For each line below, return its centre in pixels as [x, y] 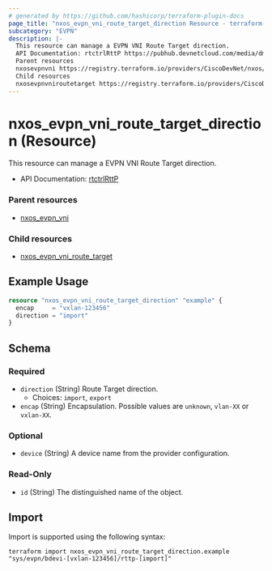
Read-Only [30, 475]
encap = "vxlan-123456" [63, 308]
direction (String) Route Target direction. [89, 389]
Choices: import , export [72, 398]
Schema [30, 348]
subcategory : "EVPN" [43, 31]
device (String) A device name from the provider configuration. [125, 454]
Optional [25, 436]
